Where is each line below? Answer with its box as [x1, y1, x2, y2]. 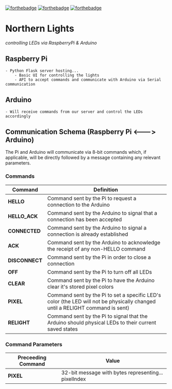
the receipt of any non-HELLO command [47, 245, 146, 252]
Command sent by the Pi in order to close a [47, 254, 151, 261]
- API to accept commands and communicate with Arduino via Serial [14, 77, 161, 82]
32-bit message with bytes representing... [61, 369, 163, 376]
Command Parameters [5, 341, 62, 348]
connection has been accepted [47, 216, 122, 223]
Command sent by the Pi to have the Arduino [47, 277, 155, 284]
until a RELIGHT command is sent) [47, 304, 130, 311]
